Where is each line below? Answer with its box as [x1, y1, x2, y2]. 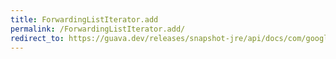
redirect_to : [10, 33, 65, 43]
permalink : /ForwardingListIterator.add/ [10, 24, 186, 34]
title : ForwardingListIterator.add [10, 14, 159, 25]
